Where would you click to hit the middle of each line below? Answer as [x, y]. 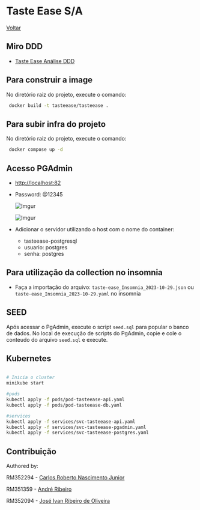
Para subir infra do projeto [56, 124]
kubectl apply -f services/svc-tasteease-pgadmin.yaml [76, 427]
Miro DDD [25, 47]
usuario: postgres [46, 247]
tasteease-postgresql [50, 241]
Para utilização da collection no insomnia [85, 272]
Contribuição [32, 451]
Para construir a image [50, 80]
